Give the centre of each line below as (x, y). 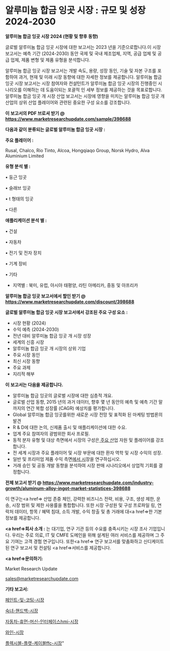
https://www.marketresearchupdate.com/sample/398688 (68, 119)
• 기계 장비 (16, 263)
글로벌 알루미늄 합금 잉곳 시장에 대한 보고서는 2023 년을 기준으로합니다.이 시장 (83, 47)
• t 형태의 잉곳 (20, 198)
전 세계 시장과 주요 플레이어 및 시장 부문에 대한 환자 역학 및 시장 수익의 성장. (88, 453)
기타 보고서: (17, 589)
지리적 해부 (24, 374)
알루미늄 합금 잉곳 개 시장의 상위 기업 (49, 348)
